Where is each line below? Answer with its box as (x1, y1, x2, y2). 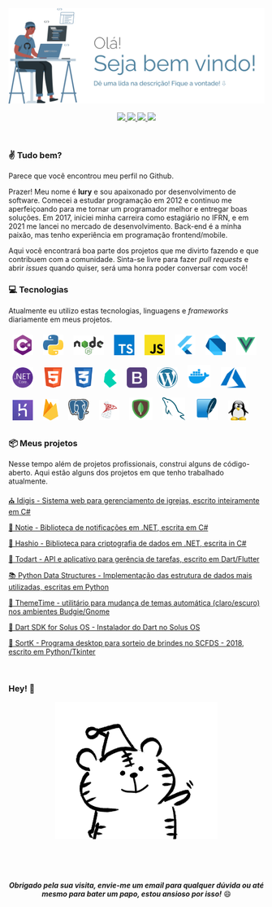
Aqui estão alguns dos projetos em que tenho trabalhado (33, 467, 225, 477)
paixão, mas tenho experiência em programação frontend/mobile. (8, 230, 228, 240)
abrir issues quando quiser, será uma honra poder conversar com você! (8, 263, 248, 273)
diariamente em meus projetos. (8, 314, 112, 324)
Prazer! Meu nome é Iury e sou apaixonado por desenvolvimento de (8, 187, 237, 197)
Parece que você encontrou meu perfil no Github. (8, 171, 175, 181)
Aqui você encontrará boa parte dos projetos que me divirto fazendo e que (8, 246, 259, 256)
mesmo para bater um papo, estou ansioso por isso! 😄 (41, 889, 231, 899)
